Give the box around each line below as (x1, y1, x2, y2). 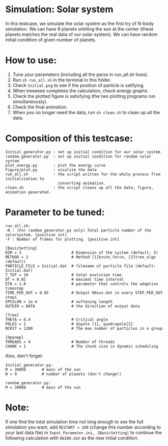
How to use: (5, 55, 57, 66)
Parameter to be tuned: (5, 206, 105, 218)
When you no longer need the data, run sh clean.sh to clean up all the (12, 109, 160, 115)
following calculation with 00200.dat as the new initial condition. (5, 435, 139, 441)
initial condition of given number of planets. (5, 37, 97, 43)
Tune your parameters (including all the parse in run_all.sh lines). (12, 71, 149, 77)
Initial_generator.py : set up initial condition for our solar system (5, 149, 160, 154)
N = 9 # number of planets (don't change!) (5, 371, 122, 377)
